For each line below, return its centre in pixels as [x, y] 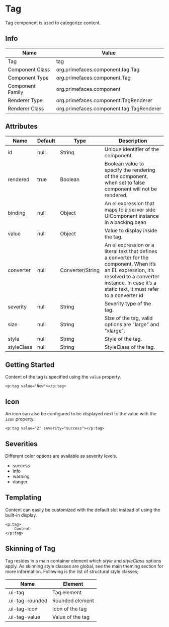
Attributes [21, 127]
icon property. [20, 419]
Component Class [29, 70]
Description [133, 141]
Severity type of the [128, 303]
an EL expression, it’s [129, 270]
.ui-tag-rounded [28, 600]
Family [16, 92]
